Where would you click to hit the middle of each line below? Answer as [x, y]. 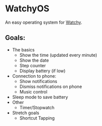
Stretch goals [25, 113]
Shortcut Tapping [37, 118]
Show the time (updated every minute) [58, 55]
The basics [23, 49]
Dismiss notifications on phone [51, 86]
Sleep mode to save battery [40, 97]
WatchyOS [27, 9]
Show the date [34, 60]
